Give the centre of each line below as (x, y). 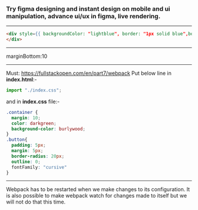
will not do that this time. (36, 202)
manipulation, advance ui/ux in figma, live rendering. (83, 16)
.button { (17, 140)
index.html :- (22, 80)
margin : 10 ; (26, 118)
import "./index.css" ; (34, 90)
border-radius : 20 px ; (38, 156)
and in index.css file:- (33, 101)
